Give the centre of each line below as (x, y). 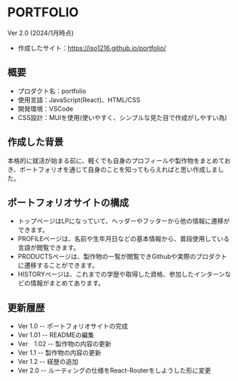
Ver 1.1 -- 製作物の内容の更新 (59, 353)
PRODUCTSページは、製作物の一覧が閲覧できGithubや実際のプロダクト (122, 257)
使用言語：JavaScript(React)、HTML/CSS (79, 99)
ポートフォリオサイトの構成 (68, 203)
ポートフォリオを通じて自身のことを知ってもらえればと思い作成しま (119, 169)
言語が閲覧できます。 (49, 248)
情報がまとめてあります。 (67, 283)
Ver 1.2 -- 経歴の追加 (48, 362)
